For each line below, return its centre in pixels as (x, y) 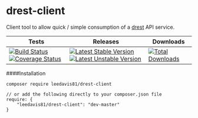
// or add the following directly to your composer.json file (84, 94)
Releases (106, 41)
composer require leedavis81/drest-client (59, 84)
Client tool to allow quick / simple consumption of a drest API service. (90, 27)
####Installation (26, 73)
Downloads (169, 41)
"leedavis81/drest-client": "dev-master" (68, 104)
